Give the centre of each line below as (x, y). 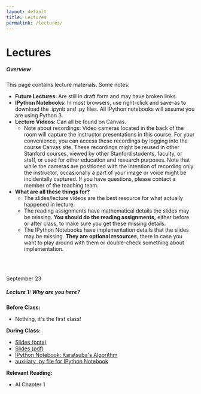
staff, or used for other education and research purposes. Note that (107, 160)
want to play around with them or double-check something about (104, 243)
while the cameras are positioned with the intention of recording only (109, 166)
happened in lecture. (49, 204)
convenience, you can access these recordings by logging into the (106, 141)
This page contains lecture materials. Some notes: (68, 84)
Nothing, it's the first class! (48, 319)
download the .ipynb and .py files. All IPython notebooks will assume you (105, 109)
